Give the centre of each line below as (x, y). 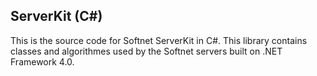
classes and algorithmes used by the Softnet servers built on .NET (146, 51)
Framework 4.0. (42, 61)
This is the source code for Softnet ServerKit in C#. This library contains (159, 40)
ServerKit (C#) (56, 16)
